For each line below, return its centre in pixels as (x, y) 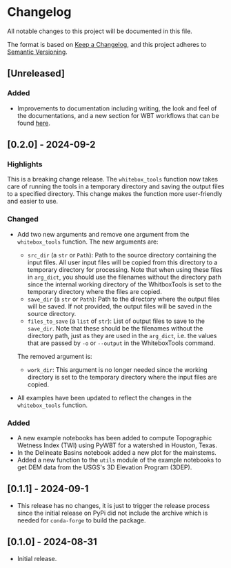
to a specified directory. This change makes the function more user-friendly (115, 194)
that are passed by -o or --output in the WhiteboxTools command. (121, 343)
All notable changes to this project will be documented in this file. (100, 31)
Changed (23, 219)
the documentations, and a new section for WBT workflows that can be (118, 115)
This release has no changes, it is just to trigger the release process (113, 505)
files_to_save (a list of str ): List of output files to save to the (116, 321)
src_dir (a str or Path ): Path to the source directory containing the (122, 255)
